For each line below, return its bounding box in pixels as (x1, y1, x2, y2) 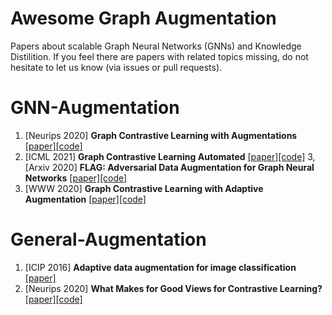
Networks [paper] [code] (24, 172, 128, 184)
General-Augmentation (10, 228, 207, 251)
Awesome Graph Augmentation (10, 7, 277, 30)
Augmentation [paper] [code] (24, 193, 147, 205)
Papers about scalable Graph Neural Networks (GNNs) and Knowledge (10, 40, 302, 52)
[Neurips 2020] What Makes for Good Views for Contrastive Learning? (24, 282, 323, 294)
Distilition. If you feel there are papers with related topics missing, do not (10, 50, 309, 62)
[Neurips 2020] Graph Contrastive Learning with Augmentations (24, 129, 298, 141)
